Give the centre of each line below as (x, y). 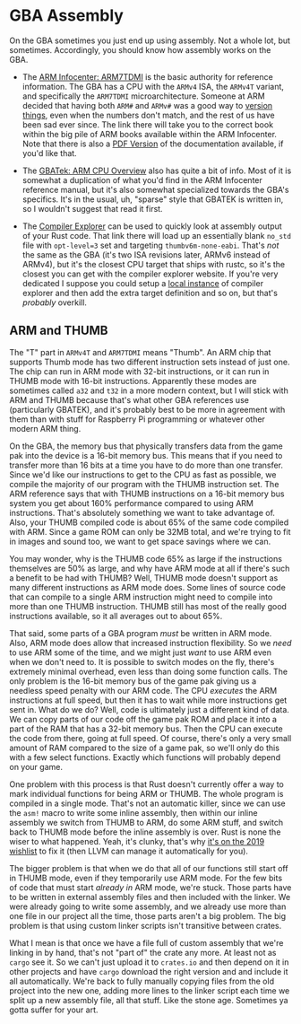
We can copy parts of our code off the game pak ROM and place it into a (143, 719)
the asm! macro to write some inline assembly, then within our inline (133, 812)
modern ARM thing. (45, 428)
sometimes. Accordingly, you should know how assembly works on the (140, 49)
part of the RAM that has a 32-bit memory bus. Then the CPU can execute (146, 729)
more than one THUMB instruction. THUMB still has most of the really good (148, 606)
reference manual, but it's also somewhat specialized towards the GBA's (155, 189)
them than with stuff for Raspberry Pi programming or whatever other (138, 419)
